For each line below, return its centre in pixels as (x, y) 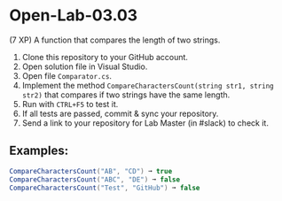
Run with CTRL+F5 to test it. (70, 104)
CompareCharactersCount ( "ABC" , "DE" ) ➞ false (94, 179)
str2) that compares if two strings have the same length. (126, 95)
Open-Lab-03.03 (74, 15)
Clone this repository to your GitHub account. (105, 57)
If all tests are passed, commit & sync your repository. (120, 113)
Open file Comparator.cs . (67, 75)
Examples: (39, 151)
